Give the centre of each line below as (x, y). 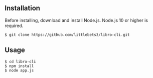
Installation (22, 8)
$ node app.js (19, 70)
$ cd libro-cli (20, 61)
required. (14, 25)
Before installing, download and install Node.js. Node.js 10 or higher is (76, 20)
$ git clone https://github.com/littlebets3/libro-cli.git (67, 34)
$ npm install (19, 66)
